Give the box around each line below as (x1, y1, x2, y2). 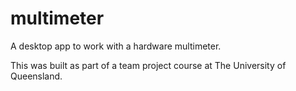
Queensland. (10, 70, 63, 82)
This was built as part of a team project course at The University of (10, 59, 287, 71)
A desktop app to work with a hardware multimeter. (10, 40, 222, 52)
